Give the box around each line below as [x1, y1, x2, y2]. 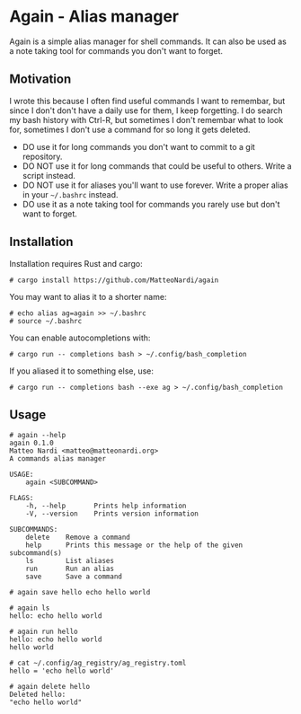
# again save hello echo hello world [9, 588, 151, 597]
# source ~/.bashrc [9, 316, 83, 325]
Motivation [9, 72, 72, 87]
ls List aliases [25, 557, 115, 566]
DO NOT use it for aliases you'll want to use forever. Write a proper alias [22, 180, 289, 190]
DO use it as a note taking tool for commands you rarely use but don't [22, 198, 280, 209]
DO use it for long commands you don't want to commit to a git [22, 141, 256, 152]
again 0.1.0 [9, 438, 54, 448]
